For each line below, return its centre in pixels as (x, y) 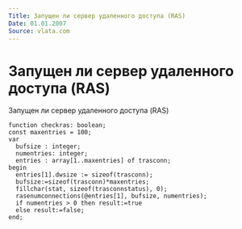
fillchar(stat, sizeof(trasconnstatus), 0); (92, 189)
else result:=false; (50, 210)
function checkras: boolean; (57, 125)
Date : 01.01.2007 (38, 23)
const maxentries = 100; (50, 133)
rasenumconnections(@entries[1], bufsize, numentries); (111, 196)
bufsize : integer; (48, 146)
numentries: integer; (52, 154)
